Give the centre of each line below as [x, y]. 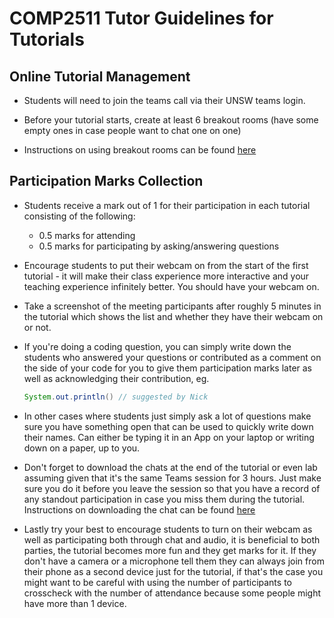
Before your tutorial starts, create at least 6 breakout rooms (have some [171, 120]
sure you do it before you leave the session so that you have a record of [172, 488]
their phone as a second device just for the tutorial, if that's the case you [173, 571]
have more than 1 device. [75, 603]
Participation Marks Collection [106, 181]
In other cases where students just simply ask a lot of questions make [167, 416]
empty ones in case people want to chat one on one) [132, 130]
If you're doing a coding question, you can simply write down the [157, 346]
